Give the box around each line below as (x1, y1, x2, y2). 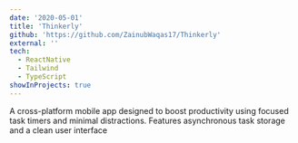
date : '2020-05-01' (9, 13, 84, 23)
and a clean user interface (9, 124, 107, 136)
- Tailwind (17, 64, 59, 73)
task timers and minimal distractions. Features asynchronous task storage (9, 115, 286, 126)
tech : (9, 47, 30, 56)
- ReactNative (17, 55, 71, 64)
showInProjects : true (9, 81, 92, 90)
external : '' (9, 38, 59, 48)
